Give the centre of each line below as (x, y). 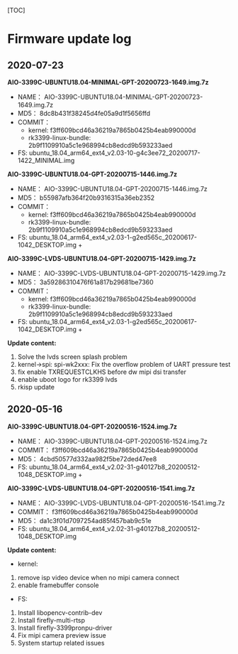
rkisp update (36, 387)
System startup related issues (61, 643)
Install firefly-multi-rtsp (51, 620)
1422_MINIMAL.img (46, 160)
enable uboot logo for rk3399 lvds (68, 379)
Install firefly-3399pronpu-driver (65, 628)
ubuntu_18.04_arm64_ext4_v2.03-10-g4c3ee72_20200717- (115, 153)
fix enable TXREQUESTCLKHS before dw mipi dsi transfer (102, 372)
